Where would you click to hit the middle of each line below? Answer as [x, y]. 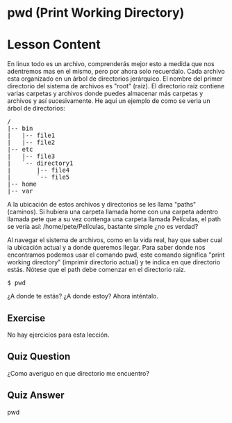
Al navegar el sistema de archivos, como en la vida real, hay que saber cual [115, 240]
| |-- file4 [39, 170]
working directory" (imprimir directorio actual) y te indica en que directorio [114, 262]
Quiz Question [39, 357]
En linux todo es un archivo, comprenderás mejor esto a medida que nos [111, 64]
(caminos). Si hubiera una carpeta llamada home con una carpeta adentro [113, 212]
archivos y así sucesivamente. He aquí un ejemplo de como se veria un [109, 101]
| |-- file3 [31, 157]
